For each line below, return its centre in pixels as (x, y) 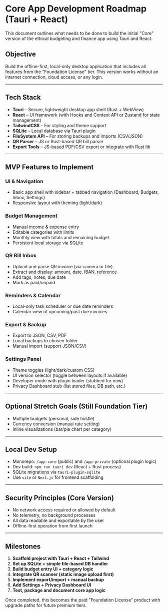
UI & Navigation (24, 181)
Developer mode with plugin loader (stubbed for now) (68, 380)
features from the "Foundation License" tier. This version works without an (82, 72)
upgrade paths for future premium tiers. (46, 605)
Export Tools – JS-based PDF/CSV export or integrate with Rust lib (81, 147)
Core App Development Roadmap (76, 9)
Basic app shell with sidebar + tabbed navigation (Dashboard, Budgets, (85, 192)
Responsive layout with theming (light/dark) (57, 203)
